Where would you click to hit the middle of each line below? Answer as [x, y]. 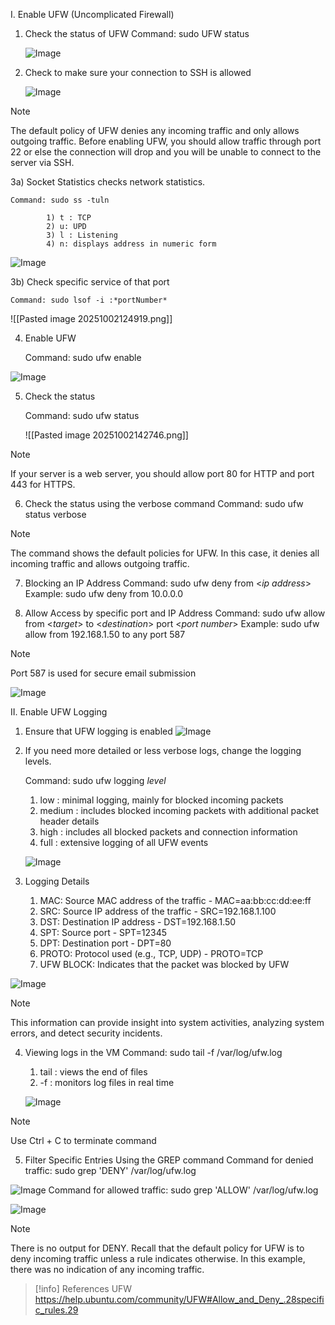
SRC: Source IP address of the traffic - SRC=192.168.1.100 [158, 911]
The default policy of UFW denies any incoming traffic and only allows [155, 130]
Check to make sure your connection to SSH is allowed [138, 72]
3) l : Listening [82, 235]
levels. [38, 761]
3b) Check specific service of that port [90, 282]
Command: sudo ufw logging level [95, 780]
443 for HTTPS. [43, 484]
